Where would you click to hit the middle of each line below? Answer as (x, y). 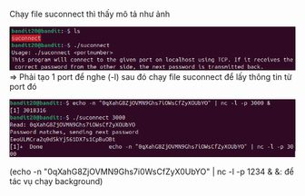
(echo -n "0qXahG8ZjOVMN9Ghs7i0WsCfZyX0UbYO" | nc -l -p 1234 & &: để (152, 171)
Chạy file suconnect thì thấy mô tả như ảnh (90, 14)
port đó (23, 87)
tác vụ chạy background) (56, 181)
